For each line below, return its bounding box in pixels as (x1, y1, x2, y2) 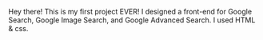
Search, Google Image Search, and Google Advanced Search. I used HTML (8, 15, 256, 25)
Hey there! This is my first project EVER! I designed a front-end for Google (8, 7, 253, 16)
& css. (8, 24, 29, 33)
